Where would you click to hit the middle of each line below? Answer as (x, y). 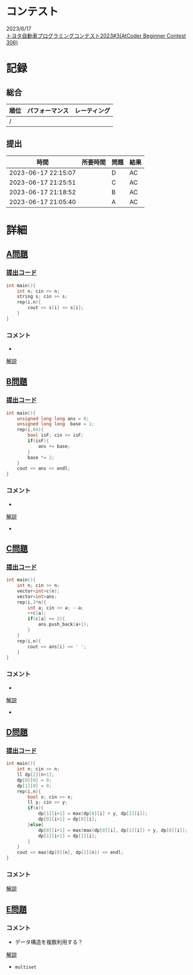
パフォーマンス (48, 111)
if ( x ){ (36, 808)
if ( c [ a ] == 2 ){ (46, 619)
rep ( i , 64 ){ (30, 430)
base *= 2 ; (41, 458)
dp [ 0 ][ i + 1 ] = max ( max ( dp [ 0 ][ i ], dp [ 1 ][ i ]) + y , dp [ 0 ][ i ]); (113, 830)
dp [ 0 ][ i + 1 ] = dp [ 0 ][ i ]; (67, 819)
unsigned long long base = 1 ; (56, 424)
